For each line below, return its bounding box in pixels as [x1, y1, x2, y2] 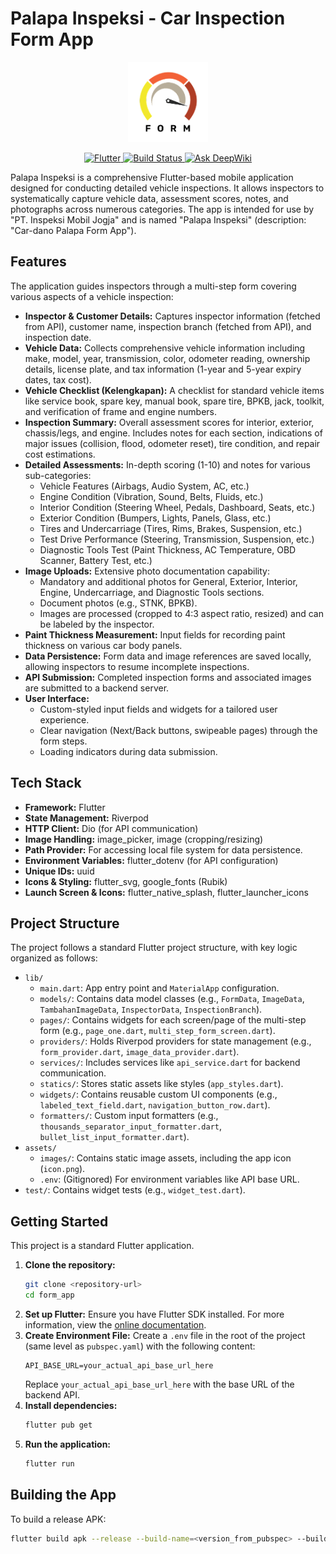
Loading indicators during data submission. [39, 745, 218, 757]
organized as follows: [10, 952, 98, 964]
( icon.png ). [39, 1163, 86, 1175]
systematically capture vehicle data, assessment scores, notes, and [10, 192, 289, 204]
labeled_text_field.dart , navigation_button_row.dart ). [39, 1099, 271, 1111]
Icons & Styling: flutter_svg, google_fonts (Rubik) [24, 875, 228, 887]
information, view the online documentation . [24, 1318, 207, 1331]
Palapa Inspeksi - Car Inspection [10, 7, 286, 30]
